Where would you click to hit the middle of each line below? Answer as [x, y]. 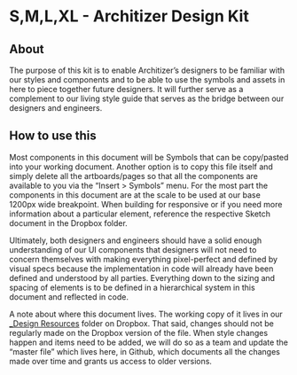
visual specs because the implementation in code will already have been [141, 269]
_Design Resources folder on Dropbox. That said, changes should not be [142, 323]
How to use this [53, 136]
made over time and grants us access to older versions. [111, 361]
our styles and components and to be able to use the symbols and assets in [147, 80]
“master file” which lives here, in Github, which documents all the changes [145, 351]
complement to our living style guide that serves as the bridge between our [147, 98]
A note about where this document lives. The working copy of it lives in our [146, 314]
